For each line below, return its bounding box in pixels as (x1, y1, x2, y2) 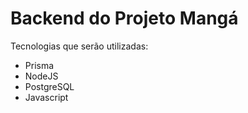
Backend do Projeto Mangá (10, 7, 239, 30)
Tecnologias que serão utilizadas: (10, 40, 149, 52)
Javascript (24, 91, 69, 103)
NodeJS (24, 70, 59, 82)
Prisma (24, 59, 55, 71)
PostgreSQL (24, 80, 75, 92)
